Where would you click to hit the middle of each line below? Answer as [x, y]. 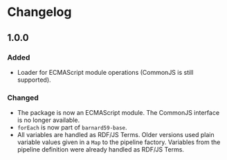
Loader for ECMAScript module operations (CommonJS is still [105, 72]
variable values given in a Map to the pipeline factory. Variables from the [119, 142]
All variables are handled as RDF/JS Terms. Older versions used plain [116, 135]
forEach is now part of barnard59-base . [72, 127]
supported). [34, 80]
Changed [23, 98]
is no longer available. [48, 120]
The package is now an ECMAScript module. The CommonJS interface [118, 113]
